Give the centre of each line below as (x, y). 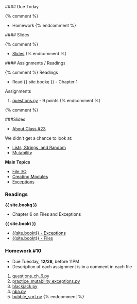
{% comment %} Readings (32, 72)
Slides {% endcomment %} (39, 54)
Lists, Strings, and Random (39, 147)
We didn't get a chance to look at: (39, 138)
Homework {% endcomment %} (44, 25)
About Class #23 (29, 129)
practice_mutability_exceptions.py (46, 281)
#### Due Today (22, 7)
